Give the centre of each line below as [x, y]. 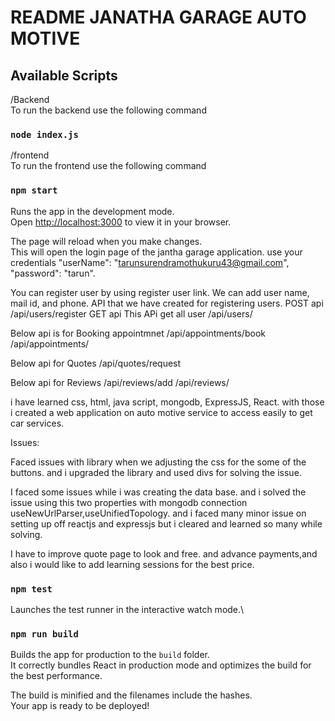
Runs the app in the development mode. [92, 211]
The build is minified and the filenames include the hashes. [131, 695]
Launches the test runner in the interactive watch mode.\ [127, 609]
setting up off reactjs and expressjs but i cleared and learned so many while [166, 523]
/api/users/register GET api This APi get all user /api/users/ [131, 313]
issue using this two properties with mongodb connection [129, 502]
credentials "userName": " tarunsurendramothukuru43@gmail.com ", [150, 262]
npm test [31, 589]
